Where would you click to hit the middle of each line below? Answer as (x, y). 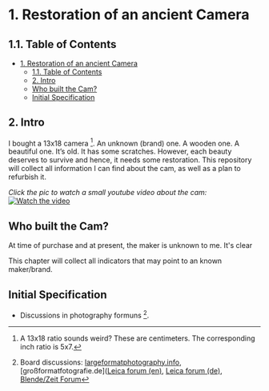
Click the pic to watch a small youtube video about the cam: (108, 193)
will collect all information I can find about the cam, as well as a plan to (125, 169)
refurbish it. (27, 177)
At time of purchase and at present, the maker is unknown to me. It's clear (130, 245)
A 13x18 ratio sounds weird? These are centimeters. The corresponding (137, 338)
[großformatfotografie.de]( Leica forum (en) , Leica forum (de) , (121, 370)
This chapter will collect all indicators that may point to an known (115, 261)
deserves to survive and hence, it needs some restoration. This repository (130, 160)
